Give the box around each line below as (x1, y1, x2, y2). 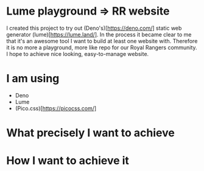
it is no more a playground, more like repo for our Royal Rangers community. (6, 44, 197, 51)
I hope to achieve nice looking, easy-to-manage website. (6, 50, 149, 57)
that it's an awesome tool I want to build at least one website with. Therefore (6, 37, 198, 44)
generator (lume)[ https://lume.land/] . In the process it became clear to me (6, 30, 192, 38)
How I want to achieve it (6, 154, 130, 168)
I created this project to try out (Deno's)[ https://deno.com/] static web (6, 24, 182, 32)
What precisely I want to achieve (6, 126, 175, 140)
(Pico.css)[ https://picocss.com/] (15, 105, 97, 112)
